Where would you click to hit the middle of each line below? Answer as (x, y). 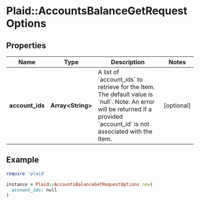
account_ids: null (35, 190)
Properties (26, 45)
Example (23, 160)
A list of (109, 72)
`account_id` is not (124, 124)
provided (110, 117)
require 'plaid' (26, 173)
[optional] (177, 105)
